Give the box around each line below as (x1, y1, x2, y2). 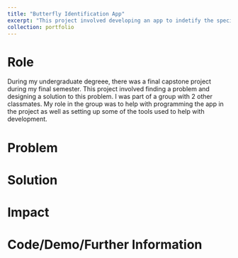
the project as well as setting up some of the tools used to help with (7, 107, 205, 116)
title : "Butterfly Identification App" (7, 10, 125, 18)
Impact (7, 204, 50, 220)
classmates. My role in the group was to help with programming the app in (7, 100, 225, 108)
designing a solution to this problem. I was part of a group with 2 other (7, 93, 212, 101)
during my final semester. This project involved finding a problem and (7, 85, 210, 93)
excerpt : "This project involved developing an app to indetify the (7, 17, 214, 24)
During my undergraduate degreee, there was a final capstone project (7, 77, 211, 86)
